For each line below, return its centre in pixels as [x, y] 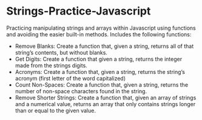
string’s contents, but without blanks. [61, 52]
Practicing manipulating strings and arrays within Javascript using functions [101, 28]
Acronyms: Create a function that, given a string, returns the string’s [100, 72]
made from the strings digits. [51, 65]
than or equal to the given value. [55, 110]
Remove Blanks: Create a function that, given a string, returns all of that [104, 46]
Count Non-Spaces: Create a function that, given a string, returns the [102, 85]
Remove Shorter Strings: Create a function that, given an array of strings [106, 98]
